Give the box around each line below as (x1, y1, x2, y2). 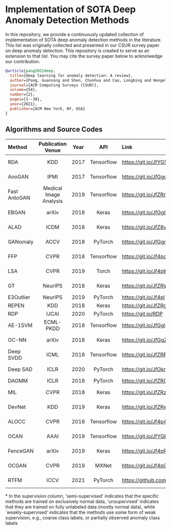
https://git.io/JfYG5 (122, 158, 168, 165)
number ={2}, (10, 92, 36, 97)
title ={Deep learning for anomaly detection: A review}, (10, 73, 133, 78)
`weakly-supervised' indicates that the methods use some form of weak (5, 509, 156, 515)
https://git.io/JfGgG (122, 209, 168, 216)
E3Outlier (8, 293, 31, 300)
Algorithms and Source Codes (5, 125, 103, 134)
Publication (38, 140, 67, 147)
